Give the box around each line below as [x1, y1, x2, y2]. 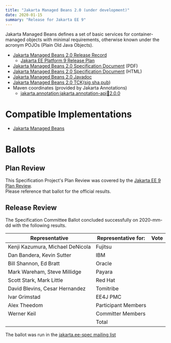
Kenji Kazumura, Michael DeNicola [8, 243, 91, 250]
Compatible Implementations [5, 109, 132, 120]
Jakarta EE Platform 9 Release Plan [20, 58, 95, 64]
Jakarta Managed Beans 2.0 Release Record [12, 52, 107, 58]
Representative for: [97, 234, 145, 242]
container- [131, 31, 154, 38]
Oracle [96, 260, 112, 267]
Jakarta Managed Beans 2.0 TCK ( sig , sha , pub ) [12, 79, 111, 85]
